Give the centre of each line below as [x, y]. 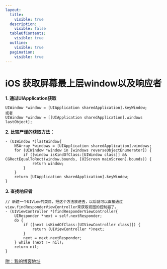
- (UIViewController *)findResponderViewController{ [62, 212]
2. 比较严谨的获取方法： [30, 132]
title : [17, 15]
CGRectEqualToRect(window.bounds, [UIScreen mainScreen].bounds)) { [78, 159]
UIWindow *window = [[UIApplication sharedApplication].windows [74, 118]
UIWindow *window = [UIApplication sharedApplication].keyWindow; [76, 108]
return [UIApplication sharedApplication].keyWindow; [72, 177]
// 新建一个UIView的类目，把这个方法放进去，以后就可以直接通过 [64, 202]
